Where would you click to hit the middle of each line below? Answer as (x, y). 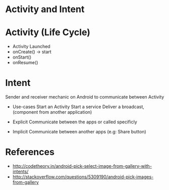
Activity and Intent (45, 9)
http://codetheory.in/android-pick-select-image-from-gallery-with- (82, 166)
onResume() (25, 63)
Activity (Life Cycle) (48, 33)
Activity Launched (31, 46)
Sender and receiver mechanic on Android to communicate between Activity (85, 97)
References (30, 152)
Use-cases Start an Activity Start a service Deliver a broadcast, (78, 107)
